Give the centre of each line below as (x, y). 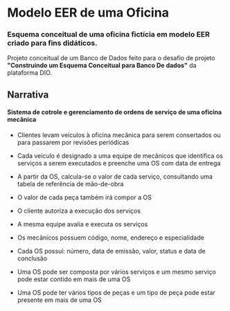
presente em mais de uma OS (59, 300)
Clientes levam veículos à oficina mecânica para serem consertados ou (119, 135)
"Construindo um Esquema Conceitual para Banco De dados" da (102, 65)
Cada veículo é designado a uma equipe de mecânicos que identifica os (120, 156)
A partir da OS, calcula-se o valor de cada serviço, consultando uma (115, 177)
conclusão (32, 258)
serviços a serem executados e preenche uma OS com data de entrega (119, 163)
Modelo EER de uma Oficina (88, 13)
